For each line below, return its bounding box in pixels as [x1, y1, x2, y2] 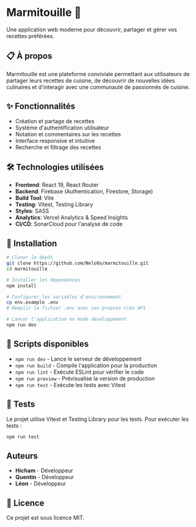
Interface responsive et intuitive [15, 137, 95, 144]
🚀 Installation [6, 238, 57, 248]
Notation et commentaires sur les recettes [15, 130, 121, 137]
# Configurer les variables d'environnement [6, 294, 122, 300]
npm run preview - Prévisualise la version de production [15, 374, 155, 382]
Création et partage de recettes [15, 117, 95, 125]
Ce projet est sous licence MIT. [6, 514, 85, 521]
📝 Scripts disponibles [6, 339, 89, 349]
